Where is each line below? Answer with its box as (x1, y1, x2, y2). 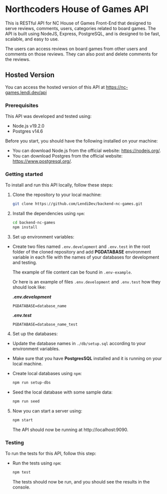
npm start (12, 417, 33, 422)
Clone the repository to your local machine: (12, 191, 101, 198)
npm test (12, 469, 31, 474)
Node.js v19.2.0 (12, 123, 45, 129)
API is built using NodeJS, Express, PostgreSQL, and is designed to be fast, (5, 30, 160, 36)
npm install (12, 225, 37, 230)
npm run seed (12, 398, 40, 403)
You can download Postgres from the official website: (12, 153, 123, 159)
